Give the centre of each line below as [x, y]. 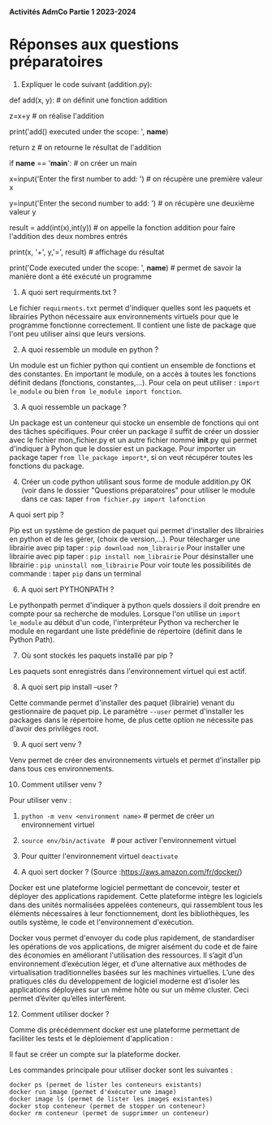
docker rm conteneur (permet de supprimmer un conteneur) [109, 1113]
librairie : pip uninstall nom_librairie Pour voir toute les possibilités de [130, 565]
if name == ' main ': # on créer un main [73, 163]
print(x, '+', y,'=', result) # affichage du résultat [87, 252]
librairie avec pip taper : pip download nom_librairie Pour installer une [127, 547]
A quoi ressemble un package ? [73, 406]
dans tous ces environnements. [62, 768]
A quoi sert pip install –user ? [69, 687]
